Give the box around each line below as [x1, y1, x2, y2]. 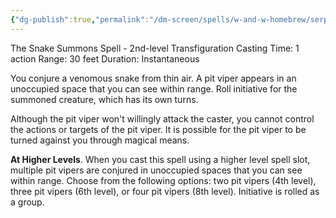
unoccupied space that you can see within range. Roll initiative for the [10, 82, 298, 95]
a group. [10, 196, 45, 208]
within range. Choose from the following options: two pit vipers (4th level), [10, 174, 317, 186]
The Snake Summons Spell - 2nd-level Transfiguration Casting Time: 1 [10, 42, 300, 54]
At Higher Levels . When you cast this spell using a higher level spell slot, [10, 153, 311, 165]
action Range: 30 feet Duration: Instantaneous [10, 52, 200, 65]
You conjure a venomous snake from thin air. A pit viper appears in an [10, 72, 297, 84]
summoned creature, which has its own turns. [10, 93, 199, 105]
